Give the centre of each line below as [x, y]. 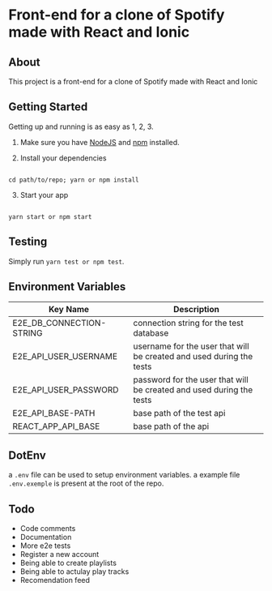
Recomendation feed [55, 580]
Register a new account [59, 555]
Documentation [46, 537]
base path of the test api [179, 413]
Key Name [69, 310]
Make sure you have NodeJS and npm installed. [100, 142]
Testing [28, 242]
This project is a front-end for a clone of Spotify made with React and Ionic [133, 81]
